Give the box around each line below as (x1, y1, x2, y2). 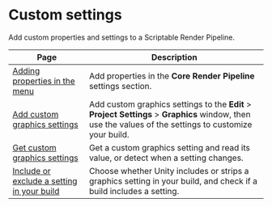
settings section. (88, 80, 152, 91)
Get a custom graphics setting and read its (88, 142, 251, 153)
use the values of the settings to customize (88, 119, 253, 130)
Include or (12, 165, 51, 176)
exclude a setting (12, 175, 78, 187)
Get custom (12, 142, 57, 153)
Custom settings (8, 6, 123, 24)
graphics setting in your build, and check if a (88, 175, 257, 187)
